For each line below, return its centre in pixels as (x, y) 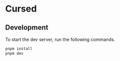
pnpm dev (14, 53)
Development (27, 27)
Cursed (21, 9)
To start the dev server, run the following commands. (60, 39)
